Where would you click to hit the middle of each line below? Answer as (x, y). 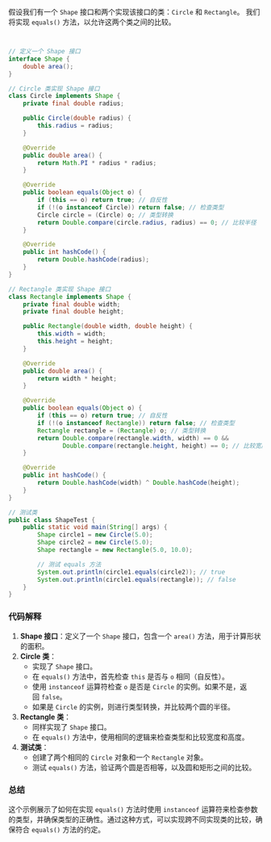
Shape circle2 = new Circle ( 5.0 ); (95, 543)
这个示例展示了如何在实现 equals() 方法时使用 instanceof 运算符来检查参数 (133, 809)
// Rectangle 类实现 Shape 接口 (60, 289)
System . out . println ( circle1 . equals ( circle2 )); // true (131, 572)
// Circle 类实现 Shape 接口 (54, 88)
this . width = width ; (72, 334)
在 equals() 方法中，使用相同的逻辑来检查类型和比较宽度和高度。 (140, 737)
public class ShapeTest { (52, 520)
